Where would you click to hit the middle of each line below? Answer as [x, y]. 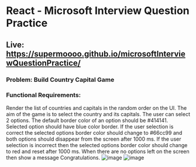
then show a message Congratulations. [53, 157]
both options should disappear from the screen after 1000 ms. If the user [94, 139]
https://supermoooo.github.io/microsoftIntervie [96, 54]
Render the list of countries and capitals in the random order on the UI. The [97, 108]
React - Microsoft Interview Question [98, 11]
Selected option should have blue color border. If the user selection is [90, 126]
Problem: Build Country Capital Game [60, 79]
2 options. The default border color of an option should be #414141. [87, 120]
